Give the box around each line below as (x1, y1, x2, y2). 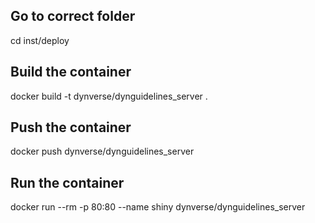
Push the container (10, 119, 132, 136)
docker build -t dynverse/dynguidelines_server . (10, 90, 208, 102)
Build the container (10, 64, 132, 81)
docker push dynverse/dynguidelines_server (10, 145, 195, 158)
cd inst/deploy (10, 34, 70, 46)
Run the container (10, 174, 125, 191)
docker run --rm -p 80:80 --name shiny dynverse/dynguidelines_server (10, 201, 306, 213)
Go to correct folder (10, 8, 136, 25)
